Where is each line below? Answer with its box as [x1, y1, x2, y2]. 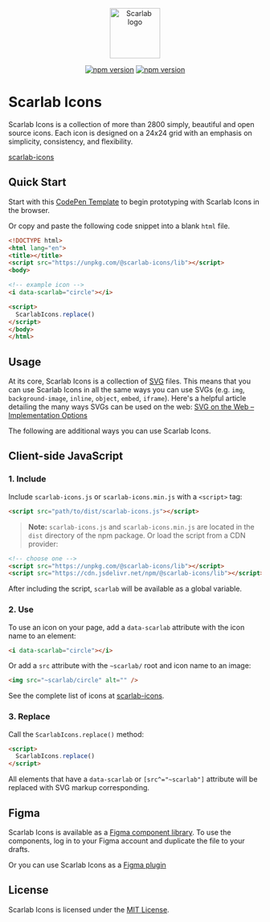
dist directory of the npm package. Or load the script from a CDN [27, 531, 246, 540]
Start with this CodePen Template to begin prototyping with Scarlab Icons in [8, 197, 260, 207]
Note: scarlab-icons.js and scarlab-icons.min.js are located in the [27, 522, 255, 531]
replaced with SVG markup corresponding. [8, 783, 150, 793]
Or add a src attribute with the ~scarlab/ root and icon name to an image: [8, 661, 252, 670]
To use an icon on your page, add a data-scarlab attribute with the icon [8, 622, 245, 632]
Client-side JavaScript [8, 449, 123, 463]
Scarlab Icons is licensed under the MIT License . [8, 904, 170, 914]
